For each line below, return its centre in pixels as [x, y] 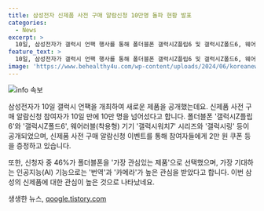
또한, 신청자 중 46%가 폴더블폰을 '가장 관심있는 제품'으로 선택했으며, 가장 [121, 162]
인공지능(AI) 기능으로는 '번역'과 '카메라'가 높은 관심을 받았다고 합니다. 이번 [130, 172]
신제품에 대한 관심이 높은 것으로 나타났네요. [89, 182]
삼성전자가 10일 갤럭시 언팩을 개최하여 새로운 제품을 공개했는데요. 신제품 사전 [126, 106]
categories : [27, 23]
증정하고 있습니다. [44, 145]
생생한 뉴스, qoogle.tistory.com [57, 198]
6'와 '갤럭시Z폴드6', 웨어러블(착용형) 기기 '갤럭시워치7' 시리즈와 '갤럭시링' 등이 [129, 126]
